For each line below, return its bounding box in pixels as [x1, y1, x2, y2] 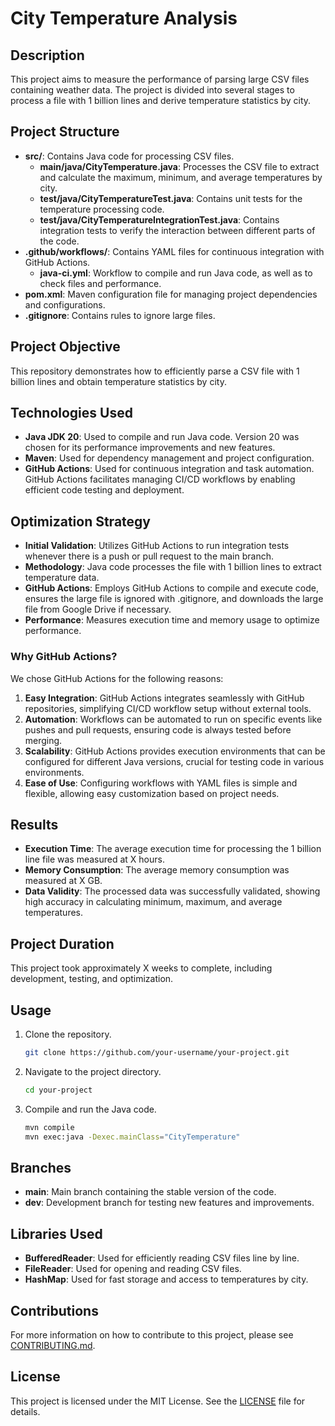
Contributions [10, 1302, 99, 1319]
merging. [24, 734, 63, 746]
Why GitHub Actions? [10, 650, 118, 664]
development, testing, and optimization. [10, 973, 174, 985]
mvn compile [24, 1122, 75, 1132]
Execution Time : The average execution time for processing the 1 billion [24, 843, 322, 855]
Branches [10, 1159, 72, 1176]
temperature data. [24, 572, 100, 584]
